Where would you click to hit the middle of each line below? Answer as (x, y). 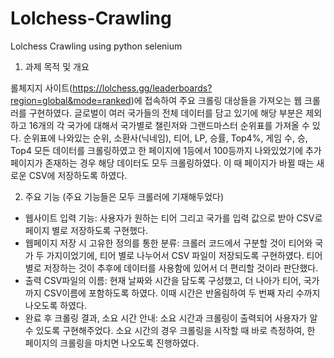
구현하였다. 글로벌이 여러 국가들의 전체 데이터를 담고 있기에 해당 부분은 (166, 113)
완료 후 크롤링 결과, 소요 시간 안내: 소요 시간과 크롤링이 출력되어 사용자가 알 (171, 318)
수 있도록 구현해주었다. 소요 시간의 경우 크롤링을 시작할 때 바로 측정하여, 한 (170, 330)
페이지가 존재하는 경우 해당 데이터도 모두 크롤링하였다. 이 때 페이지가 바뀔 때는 (162, 163)
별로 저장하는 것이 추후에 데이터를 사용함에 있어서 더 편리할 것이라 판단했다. (171, 268)
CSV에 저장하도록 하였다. (78, 175)
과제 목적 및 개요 (57, 66)
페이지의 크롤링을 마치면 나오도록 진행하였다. (112, 343)
